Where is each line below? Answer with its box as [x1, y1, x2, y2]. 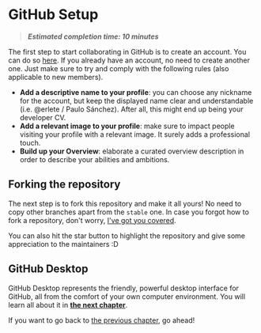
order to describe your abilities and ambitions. [19, 154, 170, 164]
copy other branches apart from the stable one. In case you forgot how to [8, 207, 249, 217]
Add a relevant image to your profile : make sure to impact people [19, 121, 235, 131]
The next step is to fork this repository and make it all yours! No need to [8, 199, 242, 208]
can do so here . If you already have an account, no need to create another [8, 55, 251, 65]
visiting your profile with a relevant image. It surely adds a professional [19, 129, 251, 139]
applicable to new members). [8, 72, 104, 81]
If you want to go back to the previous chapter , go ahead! [8, 315, 195, 325]
